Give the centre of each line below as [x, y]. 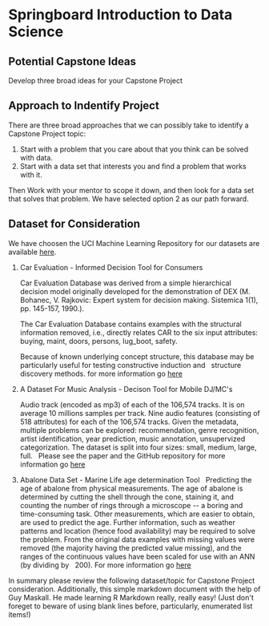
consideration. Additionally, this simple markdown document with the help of [134, 589]
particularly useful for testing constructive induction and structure [130, 365]
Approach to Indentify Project [84, 106]
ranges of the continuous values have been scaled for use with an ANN [137, 556]
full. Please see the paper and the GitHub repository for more [122, 455]
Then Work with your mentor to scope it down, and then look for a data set [131, 190]
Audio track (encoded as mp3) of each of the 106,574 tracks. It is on [132, 404]
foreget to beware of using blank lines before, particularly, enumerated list [130, 606]
